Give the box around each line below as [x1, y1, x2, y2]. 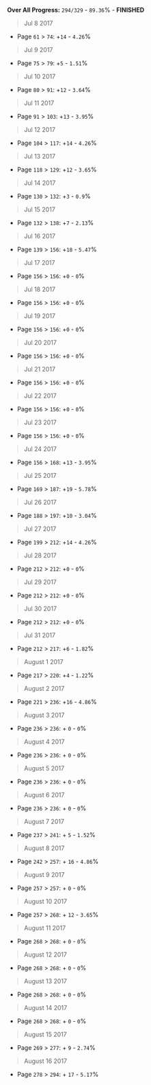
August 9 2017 [23, 871, 65, 878]
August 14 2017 [23, 1004, 68, 1012]
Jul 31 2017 [23, 631, 56, 639]
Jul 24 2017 [23, 445, 57, 453]
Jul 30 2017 [23, 604, 57, 613]
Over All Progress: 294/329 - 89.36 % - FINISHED [7, 6, 145, 14]
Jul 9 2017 [23, 46, 53, 54]
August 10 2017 [23, 898, 67, 905]
